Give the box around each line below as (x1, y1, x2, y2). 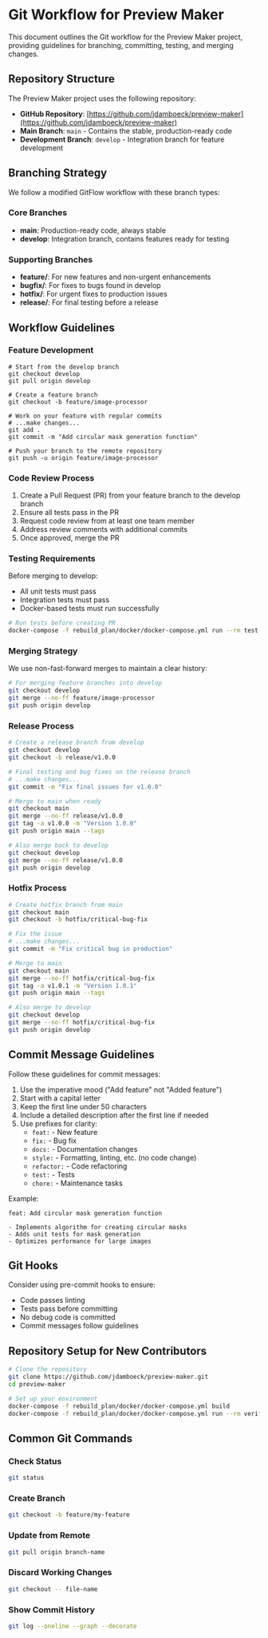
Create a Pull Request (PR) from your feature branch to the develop (19, 490, 241, 501)
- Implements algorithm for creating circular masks (8, 1223, 187, 1231)
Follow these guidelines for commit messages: (8, 1069, 161, 1079)
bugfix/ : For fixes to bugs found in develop (19, 281, 161, 290)
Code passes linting (19, 1296, 85, 1305)
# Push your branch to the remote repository (8, 446, 162, 455)
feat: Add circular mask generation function (8, 1209, 162, 1217)
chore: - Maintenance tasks (31, 1178, 124, 1188)
